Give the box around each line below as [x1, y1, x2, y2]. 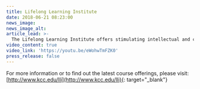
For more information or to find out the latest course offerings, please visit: [6, 69, 189, 76]
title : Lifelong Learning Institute [6, 8, 97, 15]
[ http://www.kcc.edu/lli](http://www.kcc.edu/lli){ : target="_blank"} [6, 76, 168, 83]
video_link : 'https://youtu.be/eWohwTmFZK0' [6, 48, 118, 54]
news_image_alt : [6, 25, 46, 32]
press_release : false [6, 53, 60, 59]
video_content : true [6, 42, 58, 48]
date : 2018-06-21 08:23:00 [6, 14, 73, 20]
